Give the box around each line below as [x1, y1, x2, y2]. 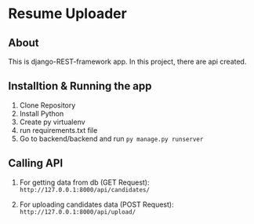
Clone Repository [19, 100, 76, 110]
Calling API [8, 156, 63, 170]
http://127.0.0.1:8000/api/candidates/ [19, 185, 151, 193]
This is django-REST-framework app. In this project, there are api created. [8, 57, 247, 66]
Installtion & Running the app [8, 79, 152, 93]
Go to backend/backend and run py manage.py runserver [19, 134, 204, 143]
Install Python [19, 108, 64, 118]
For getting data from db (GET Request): [19, 178, 151, 187]
